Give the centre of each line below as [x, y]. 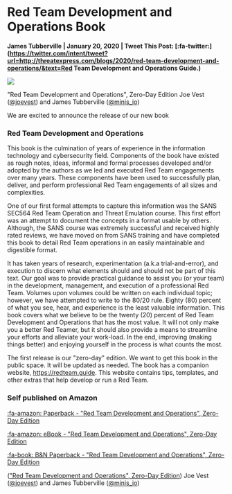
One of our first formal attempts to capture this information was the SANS [112, 206]
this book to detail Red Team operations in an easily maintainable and [106, 242]
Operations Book [56, 27]
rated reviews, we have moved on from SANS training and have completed [114, 236]
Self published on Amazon [53, 398]
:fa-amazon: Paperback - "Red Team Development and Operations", [104, 413]
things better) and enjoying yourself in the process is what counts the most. [115, 344]
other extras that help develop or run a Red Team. [78, 380]
